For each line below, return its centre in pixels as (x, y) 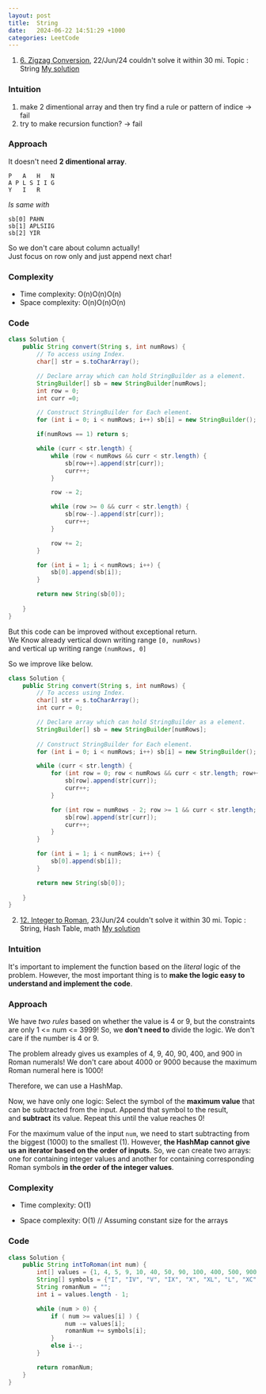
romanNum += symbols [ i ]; (106, 1331)
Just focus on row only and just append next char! (90, 256)
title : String (33, 23)
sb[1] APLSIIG (32, 226)
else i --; (66, 1346)
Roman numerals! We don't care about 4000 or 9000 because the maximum (133, 1062)
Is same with (29, 204)
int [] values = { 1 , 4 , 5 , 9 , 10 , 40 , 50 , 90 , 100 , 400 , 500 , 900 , (148, 1272)
